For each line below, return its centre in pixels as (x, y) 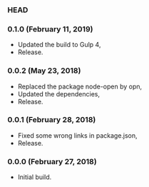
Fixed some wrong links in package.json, (77, 135)
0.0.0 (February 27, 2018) (52, 161)
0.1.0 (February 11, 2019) (50, 29)
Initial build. (35, 177)
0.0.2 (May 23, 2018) (44, 71)
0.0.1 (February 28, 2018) (52, 120)
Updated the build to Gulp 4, (59, 45)
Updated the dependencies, (59, 93)
